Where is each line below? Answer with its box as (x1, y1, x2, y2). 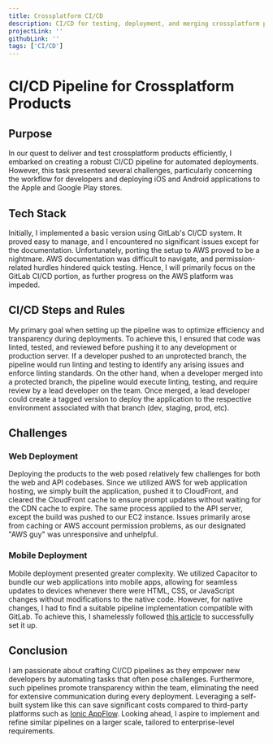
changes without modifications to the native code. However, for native (8, 594, 244, 604)
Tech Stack (8, 207, 67, 220)
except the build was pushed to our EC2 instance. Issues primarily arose (8, 512, 250, 522)
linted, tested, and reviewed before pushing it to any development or (8, 342, 237, 352)
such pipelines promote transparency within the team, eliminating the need (8, 682, 258, 692)
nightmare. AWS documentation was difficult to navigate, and (8, 254, 214, 263)
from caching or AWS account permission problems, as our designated (8, 521, 246, 531)
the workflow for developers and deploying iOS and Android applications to (8, 174, 261, 184)
